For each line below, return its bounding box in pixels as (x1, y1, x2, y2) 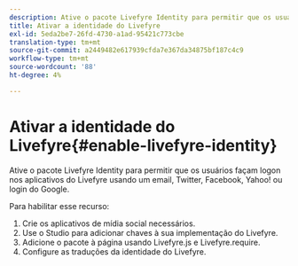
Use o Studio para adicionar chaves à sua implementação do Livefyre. (21, 227, 278, 238)
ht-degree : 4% (9, 71, 62, 80)
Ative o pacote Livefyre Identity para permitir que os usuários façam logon (9, 165, 281, 176)
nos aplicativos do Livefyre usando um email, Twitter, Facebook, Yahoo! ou (9, 174, 283, 184)
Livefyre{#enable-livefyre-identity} (9, 135, 278, 155)
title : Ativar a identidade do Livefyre (9, 21, 161, 30)
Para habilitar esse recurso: (9, 200, 110, 211)
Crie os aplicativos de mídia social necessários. (21, 218, 196, 229)
